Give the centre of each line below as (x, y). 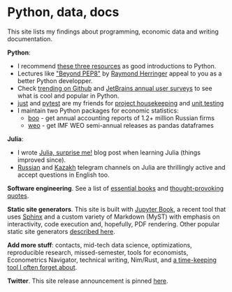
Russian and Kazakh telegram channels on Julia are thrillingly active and (121, 167)
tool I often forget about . (42, 267)
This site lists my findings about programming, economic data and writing (113, 31)
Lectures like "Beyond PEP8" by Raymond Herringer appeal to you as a (119, 73)
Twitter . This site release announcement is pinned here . (88, 281)
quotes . (18, 196)
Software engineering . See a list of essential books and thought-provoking (115, 188)
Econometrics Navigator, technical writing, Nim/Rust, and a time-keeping (112, 260)
